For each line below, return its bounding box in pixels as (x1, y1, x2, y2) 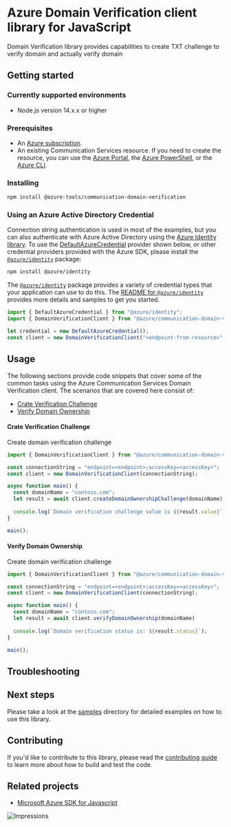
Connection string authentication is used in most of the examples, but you (7, 226, 217, 234)
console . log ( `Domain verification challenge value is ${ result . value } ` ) (13, 508, 226, 515)
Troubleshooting (7, 666, 80, 677)
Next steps (7, 689, 55, 701)
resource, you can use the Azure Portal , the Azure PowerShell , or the (16, 153, 213, 161)
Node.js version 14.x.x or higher (16, 106, 107, 114)
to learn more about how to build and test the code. (7, 760, 153, 768)
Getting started (7, 70, 74, 81)
